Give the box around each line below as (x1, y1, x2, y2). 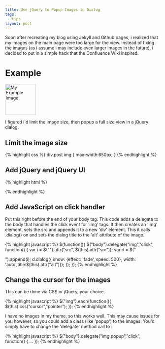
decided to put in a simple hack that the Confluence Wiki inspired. (5, 50, 139, 56)
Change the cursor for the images (5, 276, 111, 284)
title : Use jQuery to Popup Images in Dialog (5, 7, 100, 12)
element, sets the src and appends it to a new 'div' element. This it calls (5, 227, 150, 233)
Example (5, 68, 41, 79)
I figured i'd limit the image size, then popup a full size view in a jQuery (5, 119, 149, 125)
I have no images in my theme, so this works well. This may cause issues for (5, 313, 160, 319)
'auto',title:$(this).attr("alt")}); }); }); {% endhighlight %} (5, 261, 117, 267)
